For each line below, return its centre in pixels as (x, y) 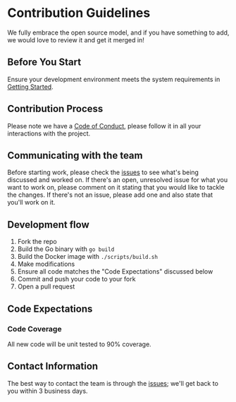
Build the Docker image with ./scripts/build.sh (88, 257)
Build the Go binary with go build (66, 249)
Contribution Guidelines (79, 13)
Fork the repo (37, 242)
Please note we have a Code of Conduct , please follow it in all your (104, 126)
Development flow (48, 225)
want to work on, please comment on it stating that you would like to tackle (116, 188)
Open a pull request (46, 286)
